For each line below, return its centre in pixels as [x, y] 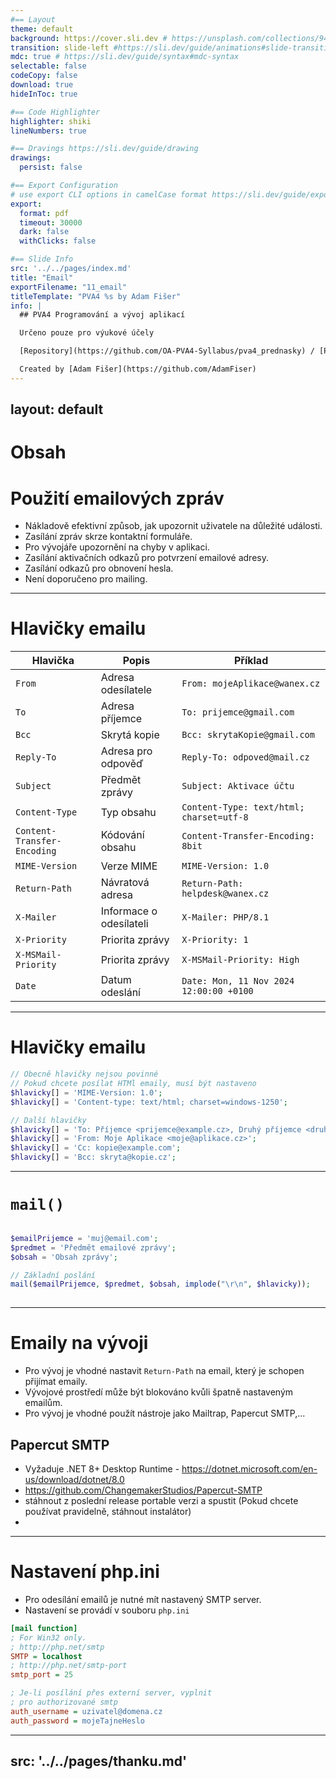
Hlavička [53, 661]
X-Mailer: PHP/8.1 [225, 917]
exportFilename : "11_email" [69, 287]
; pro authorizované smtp [64, 1702]
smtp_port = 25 [42, 1675]
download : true [42, 85]
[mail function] [44, 1628]
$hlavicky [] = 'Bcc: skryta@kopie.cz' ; [93, 1157]
